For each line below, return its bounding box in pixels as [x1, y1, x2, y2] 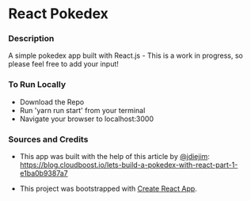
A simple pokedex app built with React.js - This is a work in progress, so [8, 51, 243, 60]
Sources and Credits [8, 134, 89, 145]
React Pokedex [8, 5, 109, 23]
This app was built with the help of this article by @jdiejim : [19, 152, 210, 161]
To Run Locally [8, 79, 66, 90]
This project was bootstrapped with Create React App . [19, 184, 198, 194]
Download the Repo [19, 97, 85, 107]
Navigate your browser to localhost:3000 [19, 114, 154, 123]
